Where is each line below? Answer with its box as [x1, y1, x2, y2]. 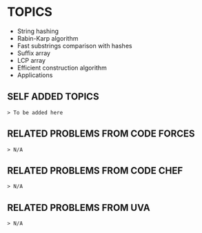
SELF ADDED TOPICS [7, 91, 99, 103]
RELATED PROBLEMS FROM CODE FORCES [7, 128, 195, 140]
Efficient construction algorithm [17, 63, 107, 72]
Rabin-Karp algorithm [17, 34, 79, 42]
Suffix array [17, 49, 50, 57]
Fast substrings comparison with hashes [17, 41, 132, 50]
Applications [17, 70, 53, 79]
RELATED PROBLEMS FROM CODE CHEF [7, 165, 183, 176]
